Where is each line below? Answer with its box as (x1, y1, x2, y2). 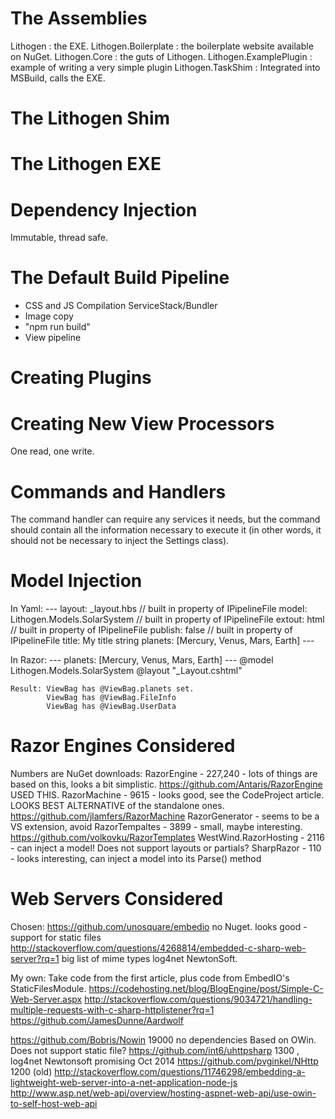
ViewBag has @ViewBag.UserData (46, 702, 177, 712)
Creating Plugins (10, 367, 152, 389)
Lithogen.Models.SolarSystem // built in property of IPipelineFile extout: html (10, 613, 325, 626)
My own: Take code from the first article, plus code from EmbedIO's (10, 972, 290, 984)
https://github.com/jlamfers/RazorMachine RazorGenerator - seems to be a (10, 810, 320, 822)
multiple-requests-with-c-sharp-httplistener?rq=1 (10, 1004, 215, 1016)
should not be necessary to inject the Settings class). (10, 535, 230, 547)
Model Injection (10, 570, 143, 592)
